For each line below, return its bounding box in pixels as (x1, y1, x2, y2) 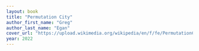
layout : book (6, 8, 38, 15)
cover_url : (6, 30, 33, 36)
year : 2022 (6, 36, 33, 42)
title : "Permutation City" (6, 14, 73, 20)
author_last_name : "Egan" (6, 25, 70, 31)
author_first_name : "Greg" (6, 19, 73, 25)
